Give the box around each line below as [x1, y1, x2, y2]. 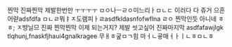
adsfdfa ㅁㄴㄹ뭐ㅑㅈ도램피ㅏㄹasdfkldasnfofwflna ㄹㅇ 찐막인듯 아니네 [18, 15, 217, 23]
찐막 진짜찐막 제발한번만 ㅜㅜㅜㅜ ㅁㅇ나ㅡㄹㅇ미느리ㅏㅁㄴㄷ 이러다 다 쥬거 [7, 6, 212, 14]
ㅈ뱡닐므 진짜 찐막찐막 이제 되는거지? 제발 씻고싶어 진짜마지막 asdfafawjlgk [16, 23, 224, 31]
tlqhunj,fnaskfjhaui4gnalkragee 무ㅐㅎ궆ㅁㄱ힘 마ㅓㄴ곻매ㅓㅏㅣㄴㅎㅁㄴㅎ [7, 32, 214, 40]
